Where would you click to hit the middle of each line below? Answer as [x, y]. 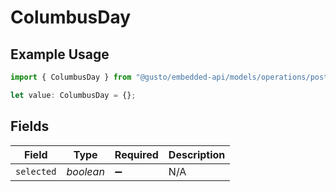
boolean [85, 171]
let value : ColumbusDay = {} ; [73, 95]
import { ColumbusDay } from [71, 77]
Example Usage [60, 54]
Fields [30, 126]
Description [197, 154]
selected [36, 171]
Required [136, 154]
